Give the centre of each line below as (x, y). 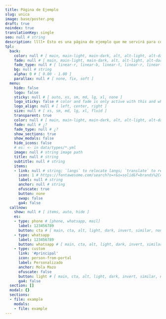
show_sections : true (35, 134)
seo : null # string (25, 38)
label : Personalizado (41, 263)
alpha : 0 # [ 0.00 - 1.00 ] (43, 74)
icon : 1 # (28, 175)
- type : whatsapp (32, 235)
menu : (15, 83)
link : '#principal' (38, 253)
